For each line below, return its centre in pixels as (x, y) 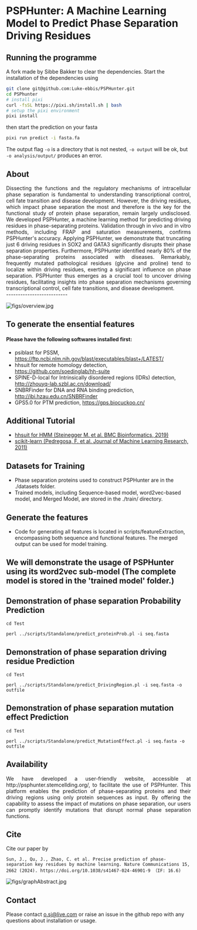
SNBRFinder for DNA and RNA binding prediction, (74, 390)
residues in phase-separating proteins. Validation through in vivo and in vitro (98, 225)
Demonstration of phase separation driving (86, 652)
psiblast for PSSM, (37, 352)
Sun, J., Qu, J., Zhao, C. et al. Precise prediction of (77, 859)
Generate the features (47, 517)
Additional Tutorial (40, 421)
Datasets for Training (45, 466)
